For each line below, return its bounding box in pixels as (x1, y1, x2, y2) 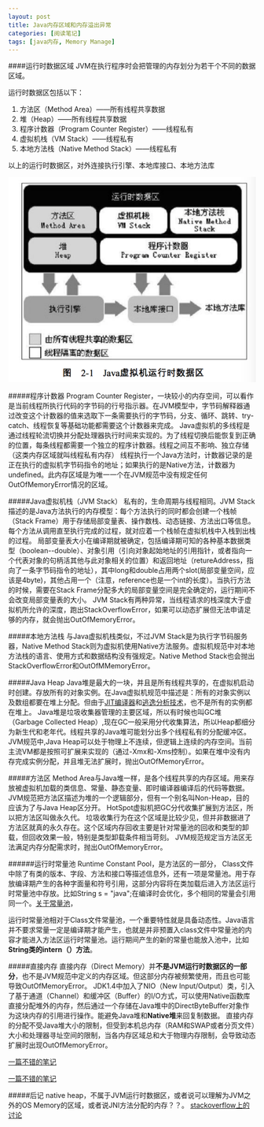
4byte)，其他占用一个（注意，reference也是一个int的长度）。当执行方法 (21, 575, 251, 585)
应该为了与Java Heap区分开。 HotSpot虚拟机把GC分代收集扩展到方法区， (8, 802, 247, 812)
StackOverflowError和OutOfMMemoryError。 (8, 660, 155, 670)
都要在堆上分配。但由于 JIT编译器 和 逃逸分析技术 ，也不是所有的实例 (28, 697, 246, 707)
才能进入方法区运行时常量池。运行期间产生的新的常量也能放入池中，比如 (14, 935, 249, 944)
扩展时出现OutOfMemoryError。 (8, 1040, 112, 1050)
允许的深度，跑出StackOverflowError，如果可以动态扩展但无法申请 (28, 604, 244, 614)
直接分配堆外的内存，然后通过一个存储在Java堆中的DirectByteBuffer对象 (8, 1001, 243, 1010)
